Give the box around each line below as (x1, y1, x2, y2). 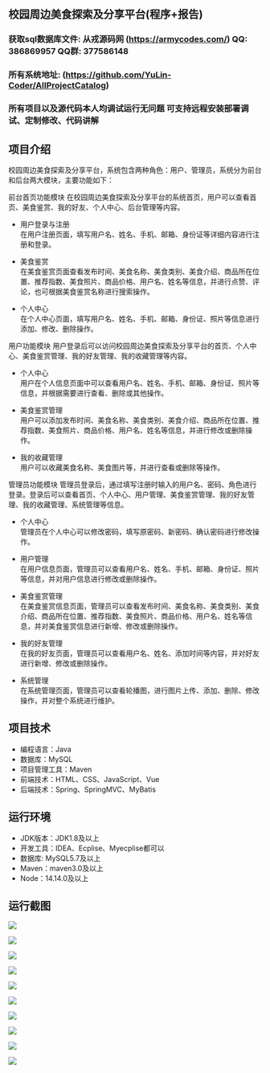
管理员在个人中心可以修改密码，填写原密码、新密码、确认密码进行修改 (19, 526, 253, 536)
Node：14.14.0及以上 (19, 873, 89, 883)
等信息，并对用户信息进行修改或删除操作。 (19, 574, 162, 584)
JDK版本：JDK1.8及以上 (19, 833, 100, 842)
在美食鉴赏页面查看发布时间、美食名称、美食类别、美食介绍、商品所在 (19, 266, 253, 276)
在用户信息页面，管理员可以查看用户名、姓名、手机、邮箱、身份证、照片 (19, 563, 260, 573)
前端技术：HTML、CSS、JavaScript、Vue (19, 774, 160, 784)
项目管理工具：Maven (19, 764, 92, 774)
